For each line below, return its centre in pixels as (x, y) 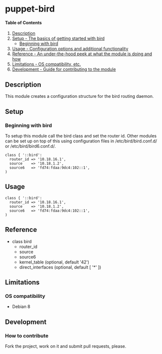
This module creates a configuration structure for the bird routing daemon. (80, 96)
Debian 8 (21, 307)
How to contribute (27, 336)
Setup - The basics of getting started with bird (58, 38)
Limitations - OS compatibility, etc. (46, 64)
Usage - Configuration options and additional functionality (70, 49)
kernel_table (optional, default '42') (54, 262)
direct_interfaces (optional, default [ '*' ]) (60, 267)
